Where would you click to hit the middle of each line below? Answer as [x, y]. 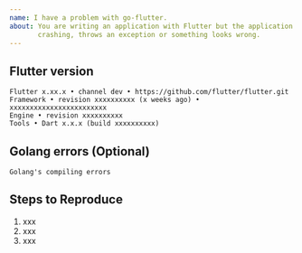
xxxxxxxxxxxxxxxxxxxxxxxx [58, 108]
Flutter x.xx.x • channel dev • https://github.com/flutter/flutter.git [149, 92]
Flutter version [52, 71]
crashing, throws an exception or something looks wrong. [149, 34]
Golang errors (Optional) [80, 151]
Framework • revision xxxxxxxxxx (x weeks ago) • [105, 100]
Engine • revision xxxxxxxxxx [66, 116]
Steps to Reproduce [66, 200]
